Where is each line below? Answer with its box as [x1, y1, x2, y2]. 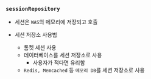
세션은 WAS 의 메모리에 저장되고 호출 [14, 18, 98, 26]
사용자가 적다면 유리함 [32, 59, 86, 66]
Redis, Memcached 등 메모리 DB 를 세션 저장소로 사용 [23, 66, 145, 74]
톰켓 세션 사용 [23, 44, 57, 51]
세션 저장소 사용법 [14, 31, 57, 39]
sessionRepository [5, 5, 60, 12]
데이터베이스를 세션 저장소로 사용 [23, 51, 102, 59]
